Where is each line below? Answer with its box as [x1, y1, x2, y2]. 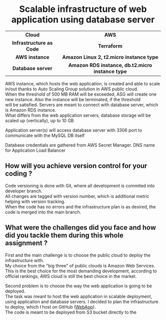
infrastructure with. [5, 257, 44, 263]
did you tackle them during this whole [5, 231, 124, 240]
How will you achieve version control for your [5, 162, 147, 170]
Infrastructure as [12, 39, 53, 46]
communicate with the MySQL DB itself [5, 132, 85, 138]
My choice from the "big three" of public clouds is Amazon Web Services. [5, 262, 156, 268]
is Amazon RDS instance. [5, 107, 56, 113]
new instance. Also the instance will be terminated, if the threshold [5, 96, 141, 102]
